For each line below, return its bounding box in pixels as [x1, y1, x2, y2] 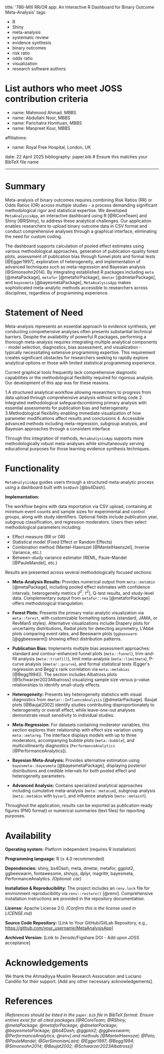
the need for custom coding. [5, 233, 62, 239]
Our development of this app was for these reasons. [5, 380, 110, 386]
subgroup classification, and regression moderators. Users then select [5, 519, 147, 525]
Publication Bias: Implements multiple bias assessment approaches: [12, 645, 150, 652]
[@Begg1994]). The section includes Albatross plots [12, 672, 117, 678]
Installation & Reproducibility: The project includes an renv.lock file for [5, 885, 150, 891]
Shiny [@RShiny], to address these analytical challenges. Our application [5, 218, 151, 224]
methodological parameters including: [5, 524, 82, 530]
